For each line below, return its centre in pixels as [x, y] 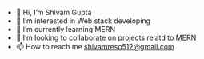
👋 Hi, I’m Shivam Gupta [54, 12]
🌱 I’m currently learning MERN [66, 29]
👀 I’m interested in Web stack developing [83, 21]
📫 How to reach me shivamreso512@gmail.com [95, 47]
